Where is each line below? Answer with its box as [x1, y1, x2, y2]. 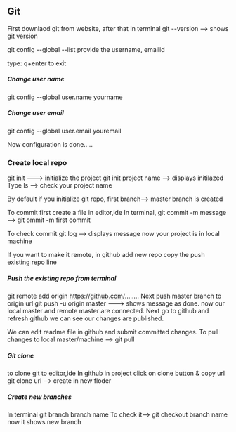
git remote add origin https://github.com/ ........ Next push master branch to [7, 292, 222, 301]
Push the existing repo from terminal [7, 274, 117, 282]
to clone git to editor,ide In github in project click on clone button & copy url [7, 369, 225, 377]
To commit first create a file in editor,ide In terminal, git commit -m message [7, 209, 227, 217]
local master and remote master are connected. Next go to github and [7, 307, 209, 315]
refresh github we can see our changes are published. [7, 314, 164, 322]
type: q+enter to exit [7, 59, 67, 67]
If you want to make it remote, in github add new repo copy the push [7, 251, 205, 259]
